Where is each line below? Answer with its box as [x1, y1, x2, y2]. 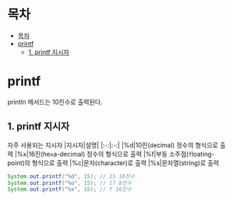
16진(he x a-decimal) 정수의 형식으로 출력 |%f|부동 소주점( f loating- [28, 149, 215, 158]
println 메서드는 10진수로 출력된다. [7, 98, 103, 106]
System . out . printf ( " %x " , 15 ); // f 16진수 [7, 186, 132, 193]
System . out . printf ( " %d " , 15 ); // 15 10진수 [7, 172, 135, 180]
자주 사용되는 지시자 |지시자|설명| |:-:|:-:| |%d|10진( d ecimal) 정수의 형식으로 [7, 140, 219, 149]
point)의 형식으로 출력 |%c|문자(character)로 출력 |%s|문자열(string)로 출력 [7, 158, 220, 167]
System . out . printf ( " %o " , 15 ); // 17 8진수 [7, 179, 132, 186]
